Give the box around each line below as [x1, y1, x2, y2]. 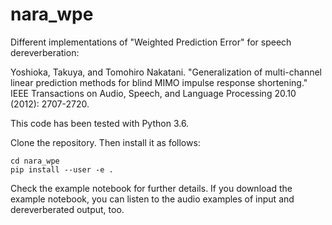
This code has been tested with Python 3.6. [10, 117, 190, 129]
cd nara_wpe [10, 156, 60, 166]
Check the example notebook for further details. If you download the [10, 182, 293, 194]
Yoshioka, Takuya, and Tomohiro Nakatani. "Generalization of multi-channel [10, 66, 322, 78]
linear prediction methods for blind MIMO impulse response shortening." [10, 76, 308, 88]
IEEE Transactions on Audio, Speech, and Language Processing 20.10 [10, 87, 297, 99]
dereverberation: [10, 46, 80, 58]
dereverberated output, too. [10, 203, 125, 215]
